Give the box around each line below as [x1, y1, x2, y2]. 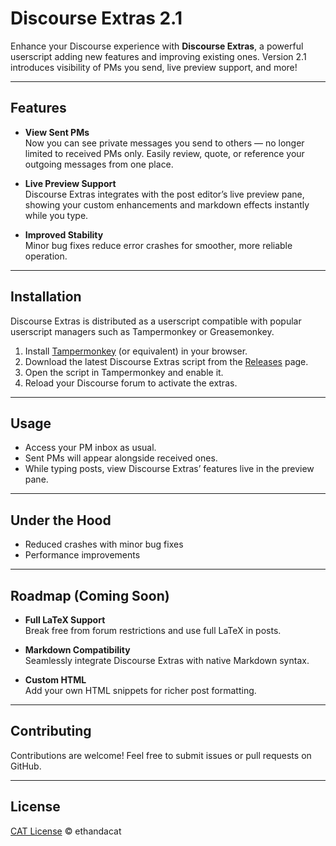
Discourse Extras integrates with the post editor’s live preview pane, [24, 188, 305, 200]
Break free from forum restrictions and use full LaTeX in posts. [24, 625, 282, 636]
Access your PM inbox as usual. [24, 442, 157, 454]
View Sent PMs [24, 126, 90, 138]
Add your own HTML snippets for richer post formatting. [24, 685, 257, 696]
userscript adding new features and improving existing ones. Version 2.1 [10, 50, 307, 62]
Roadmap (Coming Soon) [10, 587, 170, 604]
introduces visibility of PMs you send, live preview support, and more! [10, 61, 298, 73]
